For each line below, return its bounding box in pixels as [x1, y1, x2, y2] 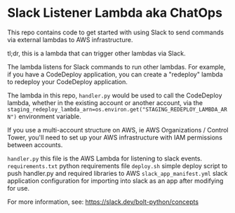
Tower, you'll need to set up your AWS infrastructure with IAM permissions [7, 133, 223, 142]
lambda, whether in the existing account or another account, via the [7, 98, 203, 106]
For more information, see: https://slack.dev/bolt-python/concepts [7, 198, 199, 206]
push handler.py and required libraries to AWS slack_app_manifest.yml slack [7, 169, 228, 177]
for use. [7, 184, 30, 192]
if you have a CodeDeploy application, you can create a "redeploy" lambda [7, 70, 223, 78]
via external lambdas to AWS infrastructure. [7, 35, 133, 43]
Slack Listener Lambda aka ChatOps [7, 5, 223, 21]
